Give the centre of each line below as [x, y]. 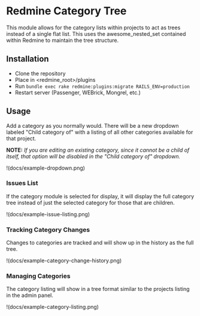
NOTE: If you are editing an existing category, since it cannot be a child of [98, 150]
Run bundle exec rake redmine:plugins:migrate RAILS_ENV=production [102, 86]
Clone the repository [40, 73]
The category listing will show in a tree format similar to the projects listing [98, 289]
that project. [21, 138]
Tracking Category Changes [48, 229]
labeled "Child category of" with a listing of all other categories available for [100, 132]
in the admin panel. [30, 295]
